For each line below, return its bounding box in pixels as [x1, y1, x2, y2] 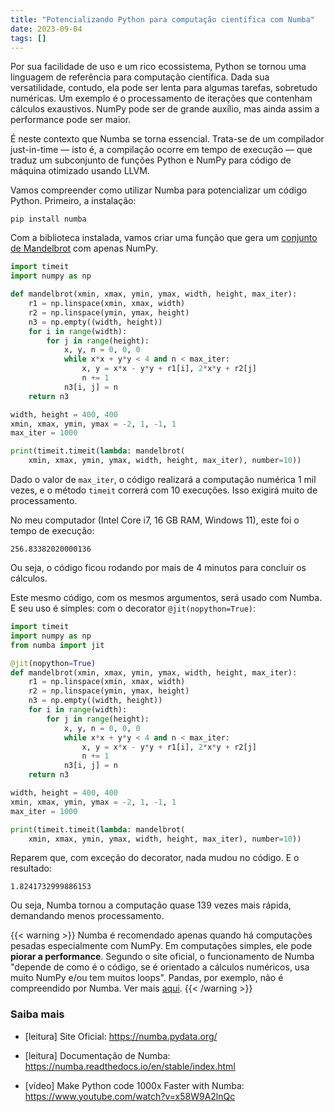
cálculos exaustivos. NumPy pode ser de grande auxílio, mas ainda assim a [10, 103, 320, 115]
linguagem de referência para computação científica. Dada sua [10, 71, 270, 83]
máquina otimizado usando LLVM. [10, 165, 150, 177]
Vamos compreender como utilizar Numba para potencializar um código [10, 184, 308, 196]
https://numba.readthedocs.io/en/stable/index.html [24, 1060, 236, 1072]
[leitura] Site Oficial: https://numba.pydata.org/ [24, 1030, 218, 1042]
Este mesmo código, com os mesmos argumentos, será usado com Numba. [10, 592, 323, 603]
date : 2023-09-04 [10, 24, 83, 34]
